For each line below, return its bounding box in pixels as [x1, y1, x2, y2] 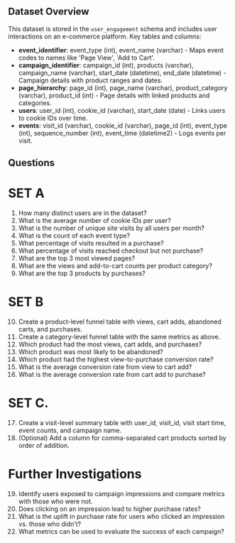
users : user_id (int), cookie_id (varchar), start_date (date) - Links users [18, 106, 226, 114]
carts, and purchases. [18, 325, 82, 334]
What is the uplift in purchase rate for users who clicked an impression [18, 512, 225, 520]
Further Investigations [8, 466, 142, 482]
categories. [18, 99, 52, 107]
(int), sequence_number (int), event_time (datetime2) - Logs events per [18, 128, 226, 137]
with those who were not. [18, 497, 93, 505]
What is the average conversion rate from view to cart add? [18, 363, 192, 371]
